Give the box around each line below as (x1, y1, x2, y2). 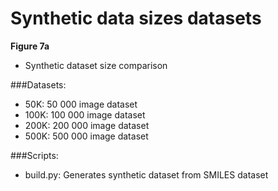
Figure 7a (10, 40, 50, 52)
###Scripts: (10, 149, 59, 161)
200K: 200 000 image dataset (24, 119, 150, 131)
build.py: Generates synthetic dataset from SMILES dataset (24, 168, 269, 181)
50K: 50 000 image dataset (24, 98, 138, 110)
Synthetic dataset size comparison (24, 59, 168, 71)
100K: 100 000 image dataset (24, 108, 146, 121)
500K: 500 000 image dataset (24, 130, 149, 142)
